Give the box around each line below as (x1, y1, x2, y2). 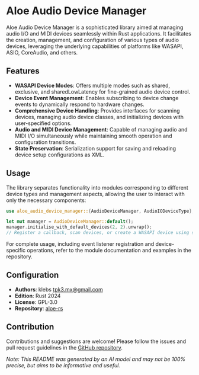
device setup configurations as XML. (14, 151, 105, 158)
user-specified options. (14, 120, 72, 127)
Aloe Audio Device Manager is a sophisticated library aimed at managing (6, 24, 184, 31)
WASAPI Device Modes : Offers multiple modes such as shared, (14, 82, 171, 89)
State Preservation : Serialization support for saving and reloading (14, 145, 176, 152)
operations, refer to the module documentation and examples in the (27, 247, 191, 254)
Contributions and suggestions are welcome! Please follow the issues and (6, 338, 187, 345)
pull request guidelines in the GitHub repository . (6, 344, 123, 351)
